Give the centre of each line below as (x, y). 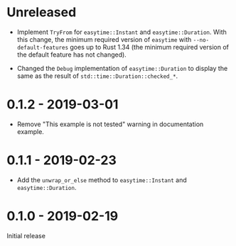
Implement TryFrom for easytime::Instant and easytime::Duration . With (122, 32)
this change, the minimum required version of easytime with (104, 39)
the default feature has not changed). (72, 55)
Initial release (26, 235)
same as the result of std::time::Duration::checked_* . (97, 76)
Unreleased (42, 12)
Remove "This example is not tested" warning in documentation (110, 124)
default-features (43, 47)
